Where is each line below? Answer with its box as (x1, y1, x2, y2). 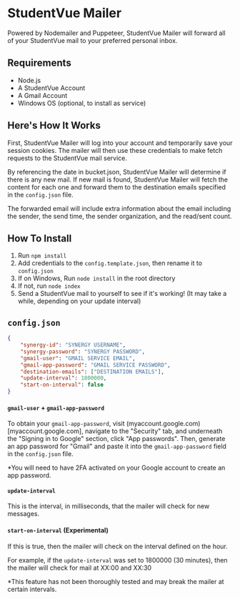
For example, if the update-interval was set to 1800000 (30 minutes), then (7, 555, 228, 564)
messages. (7, 510, 40, 518)
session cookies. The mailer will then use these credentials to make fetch (7, 146, 223, 154)
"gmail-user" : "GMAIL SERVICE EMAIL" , (20, 355, 136, 362)
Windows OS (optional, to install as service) (17, 99, 146, 107)
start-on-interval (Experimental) (7, 526, 109, 535)
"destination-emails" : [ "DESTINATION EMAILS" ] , (20, 368, 164, 375)
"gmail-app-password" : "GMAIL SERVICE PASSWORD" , (20, 361, 171, 369)
